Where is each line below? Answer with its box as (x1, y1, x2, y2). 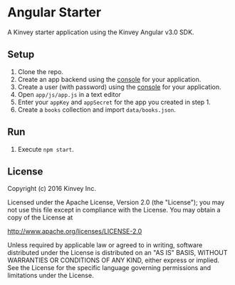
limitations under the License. (7, 271, 94, 280)
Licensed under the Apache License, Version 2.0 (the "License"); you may (7, 198, 225, 207)
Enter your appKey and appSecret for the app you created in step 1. (17, 98, 211, 106)
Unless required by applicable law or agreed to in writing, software (7, 241, 203, 249)
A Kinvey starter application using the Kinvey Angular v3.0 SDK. (7, 28, 194, 36)
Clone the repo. (17, 67, 64, 76)
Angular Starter (7, 4, 102, 21)
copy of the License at (7, 213, 73, 222)
